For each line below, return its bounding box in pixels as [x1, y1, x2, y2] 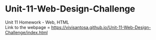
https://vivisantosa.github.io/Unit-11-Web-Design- [51, 24, 151, 30]
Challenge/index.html [5, 29, 48, 35]
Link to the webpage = [5, 24, 50, 30]
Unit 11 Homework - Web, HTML [5, 19, 69, 25]
